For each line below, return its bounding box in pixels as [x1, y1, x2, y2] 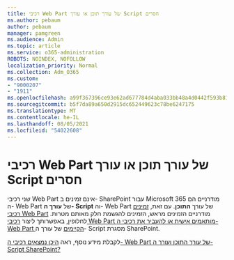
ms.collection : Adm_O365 [7, 68, 79, 75]
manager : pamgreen [7, 29, 61, 37]
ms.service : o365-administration [7, 49, 104, 56]
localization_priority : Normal [7, 62, 98, 69]
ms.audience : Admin [7, 36, 64, 43]
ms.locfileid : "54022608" [7, 127, 82, 134]
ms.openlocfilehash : [7, 95, 68, 102]
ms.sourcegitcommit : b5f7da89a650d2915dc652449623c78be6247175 [7, 101, 195, 108]
